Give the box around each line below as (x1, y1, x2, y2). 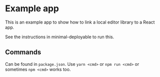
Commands (5, 48, 42, 56)
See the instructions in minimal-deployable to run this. (5, 34, 114, 40)
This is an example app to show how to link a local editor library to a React (5, 19, 155, 25)
